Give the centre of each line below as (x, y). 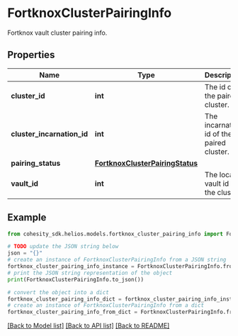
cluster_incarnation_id (50, 134)
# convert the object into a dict (58, 292)
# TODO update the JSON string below (63, 247)
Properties (31, 55)
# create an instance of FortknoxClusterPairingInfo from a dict (106, 306)
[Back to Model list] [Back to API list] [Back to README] (89, 326)
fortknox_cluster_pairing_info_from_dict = (73, 312)
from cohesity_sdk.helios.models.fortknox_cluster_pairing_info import (115, 234)
